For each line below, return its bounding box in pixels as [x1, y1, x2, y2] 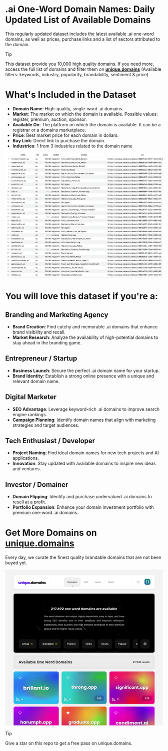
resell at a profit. [12, 499, 46, 505]
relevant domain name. [12, 378, 60, 384]
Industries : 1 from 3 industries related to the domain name [12, 143, 133, 149]
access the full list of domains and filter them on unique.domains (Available [5, 66, 161, 72]
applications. [12, 455, 39, 461]
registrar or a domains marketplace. [12, 127, 86, 133]
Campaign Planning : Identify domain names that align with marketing [12, 417, 156, 423]
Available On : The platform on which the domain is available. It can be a [12, 121, 161, 127]
